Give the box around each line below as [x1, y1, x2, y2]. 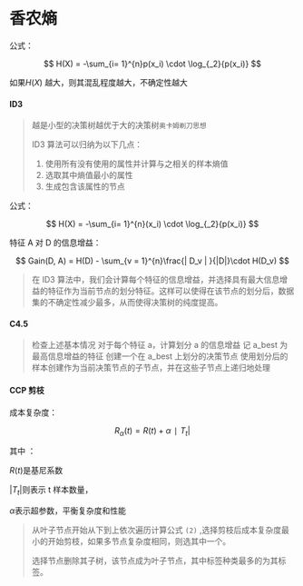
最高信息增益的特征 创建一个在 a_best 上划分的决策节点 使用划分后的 [31, 351, 288, 362]
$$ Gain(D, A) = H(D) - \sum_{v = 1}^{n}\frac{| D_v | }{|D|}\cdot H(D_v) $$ [15, 255, 290, 266]
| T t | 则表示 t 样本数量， [9, 484, 93, 498]
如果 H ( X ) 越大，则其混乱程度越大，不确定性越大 [9, 76, 189, 87]
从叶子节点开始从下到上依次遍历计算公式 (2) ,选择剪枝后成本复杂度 [31, 524, 282, 536]
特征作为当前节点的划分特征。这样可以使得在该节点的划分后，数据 [47, 285, 295, 296]
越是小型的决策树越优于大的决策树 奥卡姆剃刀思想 [31, 120, 207, 131]
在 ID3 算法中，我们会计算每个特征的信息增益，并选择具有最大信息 [31, 274, 280, 285]
